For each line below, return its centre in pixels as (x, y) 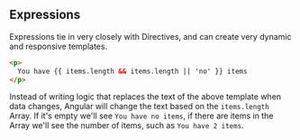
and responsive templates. (59, 46)
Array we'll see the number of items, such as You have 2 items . (127, 126)
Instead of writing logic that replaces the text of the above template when (145, 97)
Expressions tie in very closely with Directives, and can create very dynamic (150, 36)
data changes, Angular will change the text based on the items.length (140, 107)
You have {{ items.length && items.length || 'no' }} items (132, 71)
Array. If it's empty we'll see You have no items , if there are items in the (141, 116)
